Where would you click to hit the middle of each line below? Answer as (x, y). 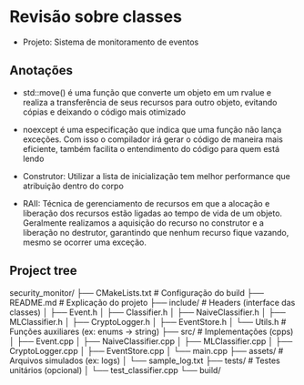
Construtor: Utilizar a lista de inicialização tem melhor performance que (157, 176)
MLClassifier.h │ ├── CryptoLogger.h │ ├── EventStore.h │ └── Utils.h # (148, 321)
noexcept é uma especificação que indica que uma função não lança (152, 129)
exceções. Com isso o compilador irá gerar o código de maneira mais (153, 139)
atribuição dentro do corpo (73, 186)
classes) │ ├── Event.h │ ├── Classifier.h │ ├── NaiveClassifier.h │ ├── (148, 312)
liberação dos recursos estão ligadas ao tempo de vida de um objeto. (152, 213)
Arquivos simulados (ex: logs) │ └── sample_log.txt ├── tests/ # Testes (145, 360)
